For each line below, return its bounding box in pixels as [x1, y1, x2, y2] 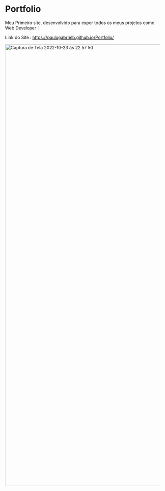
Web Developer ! [5, 25, 39, 30]
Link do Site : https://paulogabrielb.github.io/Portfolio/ [5, 34, 114, 40]
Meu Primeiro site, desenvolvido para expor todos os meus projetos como [5, 20, 155, 26]
